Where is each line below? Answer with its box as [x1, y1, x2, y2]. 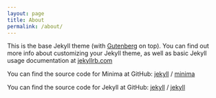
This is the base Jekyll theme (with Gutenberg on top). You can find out [7, 42, 210, 50]
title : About [7, 17, 45, 23]
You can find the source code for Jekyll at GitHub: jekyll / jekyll [7, 84, 186, 92]
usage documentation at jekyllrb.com [7, 57, 113, 65]
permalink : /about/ [7, 23, 63, 30]
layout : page [7, 10, 45, 17]
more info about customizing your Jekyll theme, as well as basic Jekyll [7, 49, 207, 57]
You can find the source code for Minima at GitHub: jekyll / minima [7, 70, 195, 78]
